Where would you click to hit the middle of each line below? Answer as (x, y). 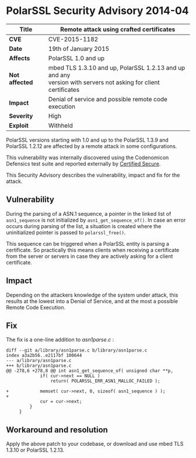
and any (60, 75)
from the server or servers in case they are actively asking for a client (90, 256)
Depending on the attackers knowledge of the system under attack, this (92, 295)
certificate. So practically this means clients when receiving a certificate (93, 250)
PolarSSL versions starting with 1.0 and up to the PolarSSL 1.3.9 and (87, 140)
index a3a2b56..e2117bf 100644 (44, 356)
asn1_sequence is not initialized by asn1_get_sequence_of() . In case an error (96, 220)
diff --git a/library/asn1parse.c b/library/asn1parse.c (77, 350)
